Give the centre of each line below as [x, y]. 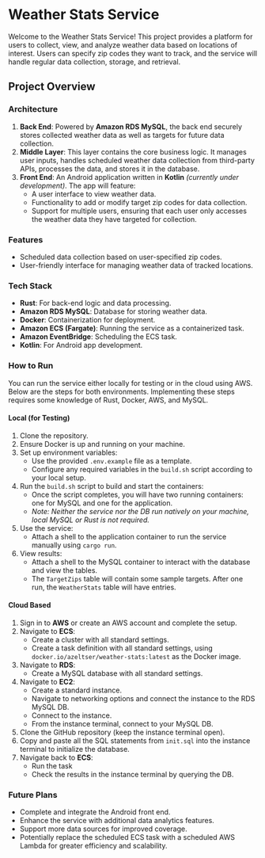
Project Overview [52, 87]
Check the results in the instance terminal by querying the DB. [132, 774]
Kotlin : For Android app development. [81, 345]
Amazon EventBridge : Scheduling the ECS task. [98, 337]
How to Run [31, 366]
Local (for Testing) [39, 418]
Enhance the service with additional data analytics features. [117, 821]
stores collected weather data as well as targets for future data [122, 135]
